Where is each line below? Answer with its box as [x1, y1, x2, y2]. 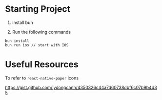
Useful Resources [5, 59, 79, 70]
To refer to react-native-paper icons [5, 75, 79, 81]
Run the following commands [12, 29, 71, 35]
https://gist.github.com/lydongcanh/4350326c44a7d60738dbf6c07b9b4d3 [5, 84, 157, 90]
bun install [5, 38, 29, 43]
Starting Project [5, 3, 71, 15]
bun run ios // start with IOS [5, 42, 69, 47]
